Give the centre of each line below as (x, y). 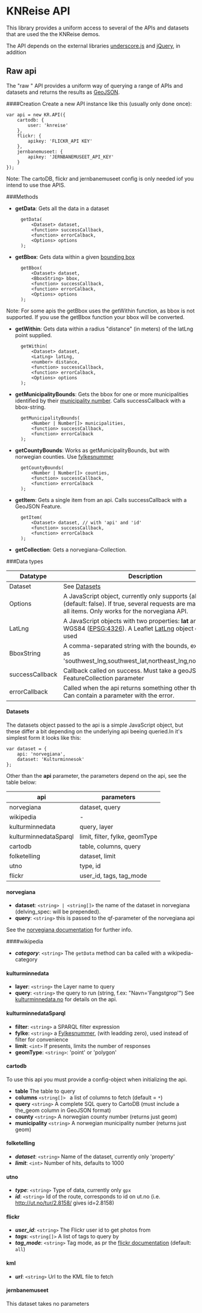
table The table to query (45, 1091)
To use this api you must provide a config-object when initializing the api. (97, 1079)
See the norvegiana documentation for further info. (69, 930)
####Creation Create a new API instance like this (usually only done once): (99, 104)
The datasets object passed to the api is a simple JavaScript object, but (95, 725)
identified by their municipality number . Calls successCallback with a (100, 400)
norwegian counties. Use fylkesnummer (64, 456)
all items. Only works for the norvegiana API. (125, 611)
